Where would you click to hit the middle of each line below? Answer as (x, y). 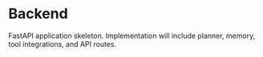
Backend (38, 14)
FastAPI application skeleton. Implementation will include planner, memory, (132, 36)
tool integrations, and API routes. (63, 44)
